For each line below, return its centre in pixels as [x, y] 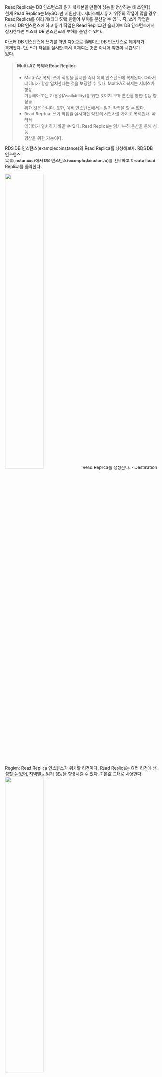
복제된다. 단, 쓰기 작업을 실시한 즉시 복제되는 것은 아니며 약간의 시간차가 [73, 48]
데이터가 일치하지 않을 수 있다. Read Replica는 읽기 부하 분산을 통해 [88, 126]
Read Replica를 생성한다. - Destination [119, 467]
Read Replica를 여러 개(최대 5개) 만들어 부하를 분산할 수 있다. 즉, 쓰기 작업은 [77, 19]
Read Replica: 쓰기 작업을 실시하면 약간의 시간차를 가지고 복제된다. [87, 114]
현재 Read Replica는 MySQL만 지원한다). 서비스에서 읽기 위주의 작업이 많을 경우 [81, 13]
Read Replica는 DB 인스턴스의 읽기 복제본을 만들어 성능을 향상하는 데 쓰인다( [78, 7]
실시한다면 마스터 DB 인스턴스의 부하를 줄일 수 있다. [54, 31]
